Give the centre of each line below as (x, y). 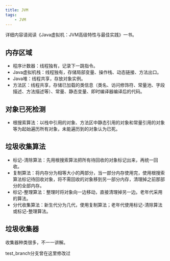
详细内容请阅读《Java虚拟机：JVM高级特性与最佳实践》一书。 (71, 35)
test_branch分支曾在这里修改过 (38, 253)
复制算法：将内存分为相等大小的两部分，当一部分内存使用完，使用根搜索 (89, 173)
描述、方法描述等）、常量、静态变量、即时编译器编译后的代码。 (79, 92)
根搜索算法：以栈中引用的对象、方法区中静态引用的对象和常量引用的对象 (89, 123)
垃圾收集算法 (26, 147)
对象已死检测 (26, 109)
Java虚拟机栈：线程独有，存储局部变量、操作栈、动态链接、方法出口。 (87, 72)
